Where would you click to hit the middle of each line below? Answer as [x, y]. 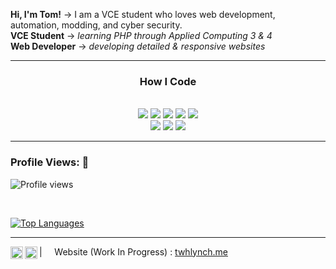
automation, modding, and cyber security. [96, 25]
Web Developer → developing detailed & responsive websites [138, 46]
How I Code [168, 81]
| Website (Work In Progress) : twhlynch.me [133, 251]
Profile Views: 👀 [50, 162]
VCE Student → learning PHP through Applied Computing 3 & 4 [141, 35]
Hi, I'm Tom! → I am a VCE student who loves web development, [143, 14]
